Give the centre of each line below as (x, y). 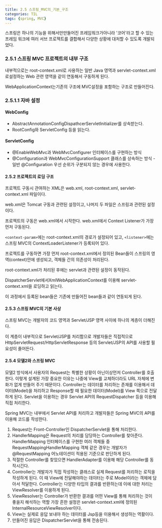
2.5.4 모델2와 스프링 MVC (30, 361)
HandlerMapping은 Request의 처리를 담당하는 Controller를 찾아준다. (78, 435)
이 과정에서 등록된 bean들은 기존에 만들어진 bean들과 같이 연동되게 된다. (74, 296)
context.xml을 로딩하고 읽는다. (34, 286)
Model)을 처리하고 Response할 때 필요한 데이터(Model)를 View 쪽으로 (81, 390)
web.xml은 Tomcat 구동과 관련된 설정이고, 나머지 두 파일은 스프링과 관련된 (75, 204)
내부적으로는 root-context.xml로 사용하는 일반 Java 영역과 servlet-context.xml (81, 70)
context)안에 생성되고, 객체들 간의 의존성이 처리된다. (60, 260)
